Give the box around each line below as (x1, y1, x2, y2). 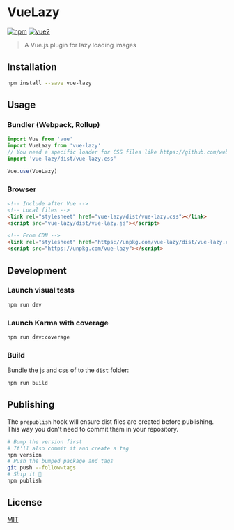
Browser (7, 184, 37, 194)
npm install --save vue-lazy (7, 80, 92, 87)
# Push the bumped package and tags (7, 458, 114, 465)
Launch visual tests (7, 286, 75, 295)
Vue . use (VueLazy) (7, 168, 58, 175)
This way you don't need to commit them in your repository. (7, 425, 179, 433)
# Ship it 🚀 (7, 471, 42, 478)
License (7, 496, 42, 508)
